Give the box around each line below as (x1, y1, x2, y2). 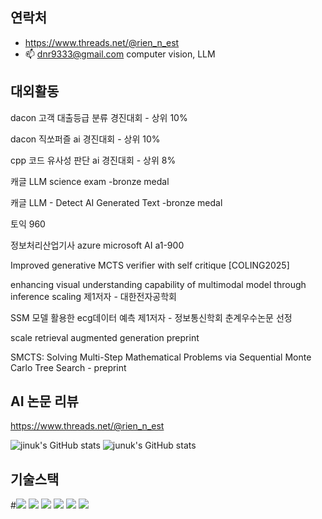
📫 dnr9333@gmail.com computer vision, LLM (24, 48, 216, 60)
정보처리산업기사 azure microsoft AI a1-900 (10, 239, 185, 251)
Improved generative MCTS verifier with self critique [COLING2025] (10, 259, 290, 271)
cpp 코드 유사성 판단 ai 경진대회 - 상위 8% (10, 154, 177, 166)
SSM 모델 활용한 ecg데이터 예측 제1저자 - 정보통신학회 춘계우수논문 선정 (10, 311, 293, 323)
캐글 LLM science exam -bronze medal (10, 175, 170, 187)
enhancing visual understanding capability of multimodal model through (10, 278, 307, 290)
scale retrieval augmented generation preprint (10, 331, 200, 343)
